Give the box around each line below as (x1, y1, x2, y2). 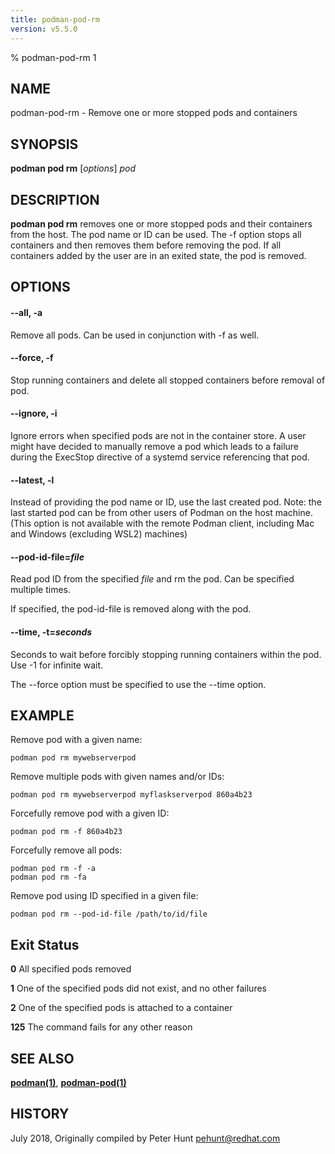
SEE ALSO (10, 1050, 75, 1067)
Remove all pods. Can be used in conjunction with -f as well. (10, 329, 260, 341)
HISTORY (10, 1106, 70, 1123)
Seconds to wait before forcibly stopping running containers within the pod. (10, 648, 322, 660)
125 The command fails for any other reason (10, 1021, 193, 1033)
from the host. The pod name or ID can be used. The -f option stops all (10, 228, 302, 240)
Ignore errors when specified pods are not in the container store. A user (10, 429, 307, 441)
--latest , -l (10, 474, 55, 486)
